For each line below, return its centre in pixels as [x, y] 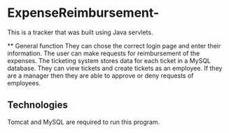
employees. [24, 83]
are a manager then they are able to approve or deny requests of [100, 76]
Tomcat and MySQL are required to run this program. [84, 122]
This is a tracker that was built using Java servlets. [80, 32]
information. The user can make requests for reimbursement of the [104, 53]
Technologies [38, 105]
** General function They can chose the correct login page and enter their [114, 45]
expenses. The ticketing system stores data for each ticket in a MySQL [109, 60]
